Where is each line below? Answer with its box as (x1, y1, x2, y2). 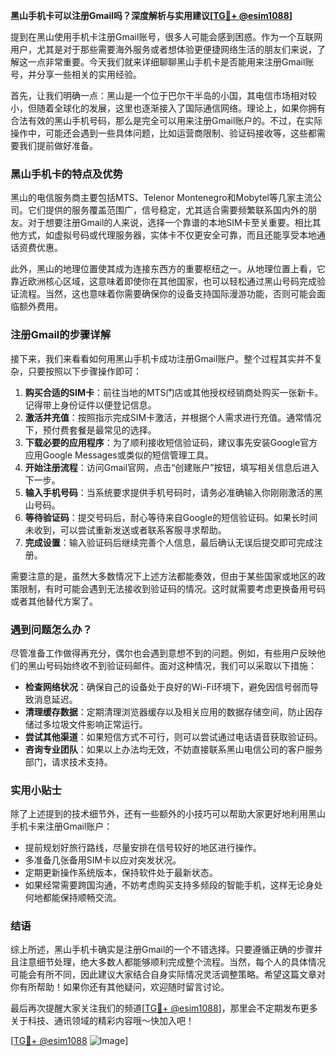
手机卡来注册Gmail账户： (10, 820, 113, 833)
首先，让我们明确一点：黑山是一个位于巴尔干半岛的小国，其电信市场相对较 (10, 90, 317, 101)
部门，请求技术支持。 (24, 755, 113, 768)
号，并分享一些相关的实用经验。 (10, 69, 142, 80)
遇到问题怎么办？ (10, 622, 93, 636)
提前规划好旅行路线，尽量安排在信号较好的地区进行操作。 (24, 842, 262, 854)
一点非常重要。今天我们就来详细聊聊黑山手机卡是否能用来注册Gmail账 (27, 56, 315, 68)
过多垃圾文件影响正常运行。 (33, 718, 148, 730)
